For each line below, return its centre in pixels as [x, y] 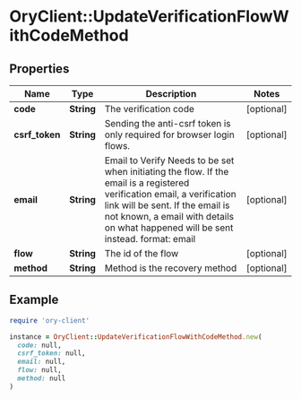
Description [171, 94]
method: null [42, 378]
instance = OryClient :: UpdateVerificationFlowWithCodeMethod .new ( [136, 337]
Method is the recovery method [171, 268]
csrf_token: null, [52, 353]
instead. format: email [150, 239]
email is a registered [147, 183]
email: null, [42, 362]
